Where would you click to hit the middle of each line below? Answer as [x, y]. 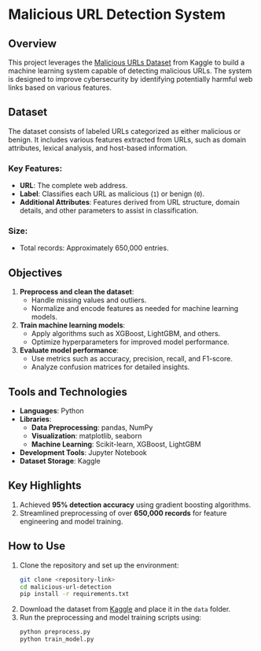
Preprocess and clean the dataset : [77, 292]
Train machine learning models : [72, 325]
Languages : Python [51, 411]
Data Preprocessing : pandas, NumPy [92, 427]
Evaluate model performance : [69, 350]
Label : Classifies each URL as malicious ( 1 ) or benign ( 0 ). [112, 194]
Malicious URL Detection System [117, 15]
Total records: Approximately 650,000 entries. [94, 248]
